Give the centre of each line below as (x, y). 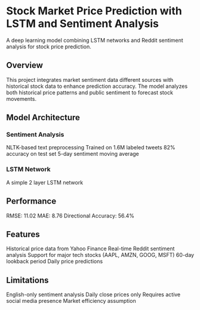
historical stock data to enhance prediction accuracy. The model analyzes (97, 86)
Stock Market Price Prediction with (94, 11)
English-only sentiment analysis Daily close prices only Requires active (93, 294)
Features (23, 234)
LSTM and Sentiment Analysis (83, 24)
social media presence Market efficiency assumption (71, 301)
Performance (31, 201)
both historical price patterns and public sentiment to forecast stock (90, 92)
